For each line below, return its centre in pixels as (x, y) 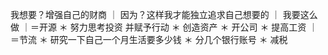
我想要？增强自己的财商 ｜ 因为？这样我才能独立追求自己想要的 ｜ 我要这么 (164, 14)
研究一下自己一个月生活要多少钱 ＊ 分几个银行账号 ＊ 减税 (168, 39)
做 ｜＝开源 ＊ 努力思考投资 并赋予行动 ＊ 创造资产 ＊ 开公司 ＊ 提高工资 (158, 27)
